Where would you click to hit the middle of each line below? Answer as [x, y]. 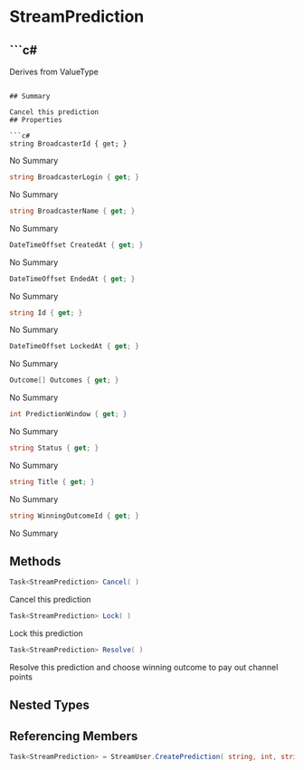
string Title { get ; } [52, 481]
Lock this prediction [46, 633]
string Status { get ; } [54, 448]
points [21, 677]
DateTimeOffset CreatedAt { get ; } [76, 245]
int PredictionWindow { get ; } [68, 414]
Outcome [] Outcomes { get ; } [64, 380]
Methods [35, 561]
